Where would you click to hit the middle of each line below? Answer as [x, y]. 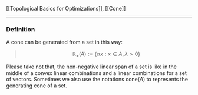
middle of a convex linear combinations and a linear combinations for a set [97, 73]
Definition [21, 29]
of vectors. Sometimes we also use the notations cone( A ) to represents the [97, 80]
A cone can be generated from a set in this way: [64, 42]
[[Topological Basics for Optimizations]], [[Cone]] [66, 9]
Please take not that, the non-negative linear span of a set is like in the [91, 67]
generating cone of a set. [37, 86]
